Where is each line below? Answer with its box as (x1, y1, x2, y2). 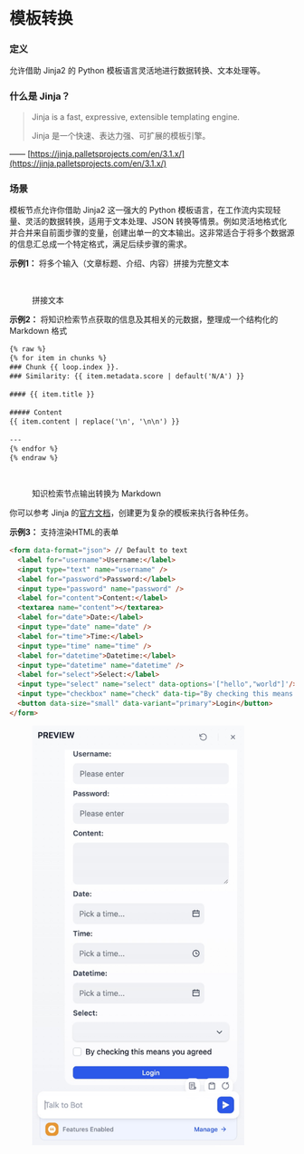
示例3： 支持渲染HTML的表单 (9, 527, 119, 538)
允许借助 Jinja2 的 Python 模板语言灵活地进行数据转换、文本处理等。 (9, 65, 265, 76)
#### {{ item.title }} (9, 390, 95, 399)
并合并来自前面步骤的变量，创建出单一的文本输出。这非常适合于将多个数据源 (9, 228, 295, 239)
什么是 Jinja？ (9, 90, 71, 103)
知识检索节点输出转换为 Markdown (32, 488, 161, 499)
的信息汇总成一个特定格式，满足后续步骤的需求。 (9, 239, 192, 249)
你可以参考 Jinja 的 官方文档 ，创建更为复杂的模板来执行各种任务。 (9, 507, 253, 518)
